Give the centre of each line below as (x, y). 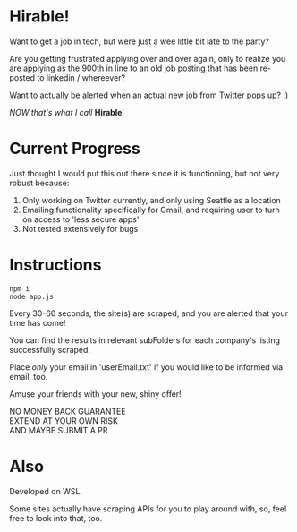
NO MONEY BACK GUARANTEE (68, 411)
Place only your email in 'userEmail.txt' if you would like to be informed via (146, 367)
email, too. (29, 376)
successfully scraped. (50, 349)
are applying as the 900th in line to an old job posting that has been (134, 68)
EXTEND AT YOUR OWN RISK (64, 420)
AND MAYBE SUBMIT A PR (59, 430)
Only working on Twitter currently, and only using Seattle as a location (152, 200)
